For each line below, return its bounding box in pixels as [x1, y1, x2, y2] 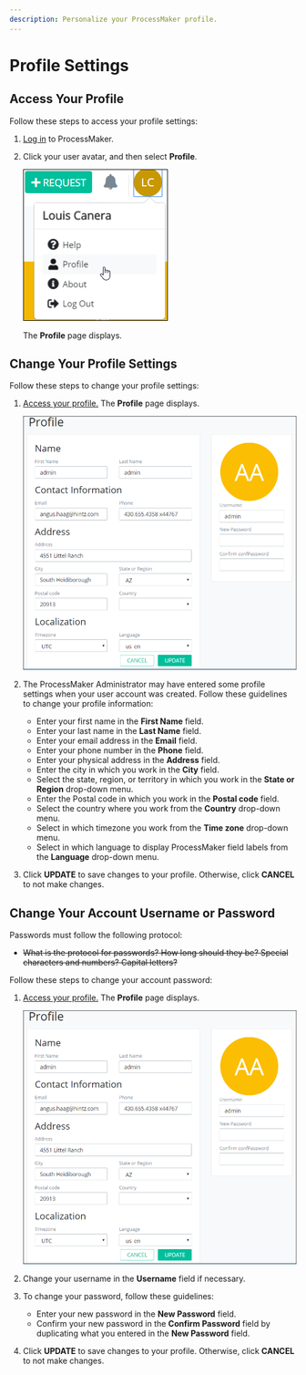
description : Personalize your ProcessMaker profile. [9, 15, 219, 24]
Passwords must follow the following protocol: [9, 930, 183, 941]
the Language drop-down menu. [36, 852, 159, 863]
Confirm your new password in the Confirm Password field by [36, 1318, 270, 1328]
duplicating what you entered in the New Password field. [36, 1328, 250, 1339]
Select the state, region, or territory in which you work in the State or [36, 774, 295, 785]
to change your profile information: [22, 698, 154, 709]
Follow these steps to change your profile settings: [9, 380, 199, 391]
